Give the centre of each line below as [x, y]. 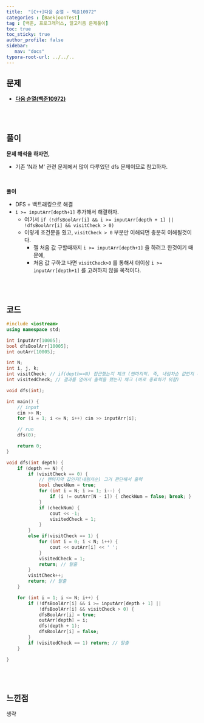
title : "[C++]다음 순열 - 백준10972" [52, 12]
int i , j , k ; [23, 368]
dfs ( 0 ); [27, 435]
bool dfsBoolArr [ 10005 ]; [38, 346]
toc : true [19, 29]
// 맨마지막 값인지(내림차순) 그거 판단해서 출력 [90, 480]
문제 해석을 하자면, [28, 154]
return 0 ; [30, 446]
